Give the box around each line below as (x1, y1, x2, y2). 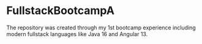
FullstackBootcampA (6, 4, 115, 18)
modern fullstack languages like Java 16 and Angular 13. (6, 30, 148, 37)
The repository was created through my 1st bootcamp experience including (6, 24, 196, 31)
